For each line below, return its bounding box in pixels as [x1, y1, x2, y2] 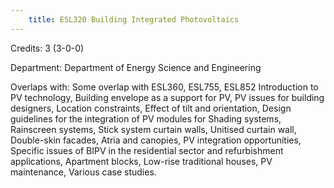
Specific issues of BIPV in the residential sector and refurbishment [10, 144, 284, 156]
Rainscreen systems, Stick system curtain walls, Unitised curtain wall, [10, 123, 297, 135]
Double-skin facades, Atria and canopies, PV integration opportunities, [10, 134, 302, 146]
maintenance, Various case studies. [10, 166, 157, 178]
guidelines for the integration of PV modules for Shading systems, [10, 112, 282, 125]
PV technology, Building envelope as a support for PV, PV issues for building [10, 91, 325, 103]
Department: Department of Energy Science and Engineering [10, 61, 262, 73]
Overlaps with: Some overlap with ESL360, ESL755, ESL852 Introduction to [10, 81, 319, 93]
